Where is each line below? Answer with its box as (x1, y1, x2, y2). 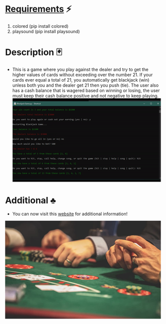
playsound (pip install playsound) (12, 28, 80, 34)
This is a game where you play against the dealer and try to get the (12, 66, 149, 72)
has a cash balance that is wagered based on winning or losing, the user (12, 87, 160, 93)
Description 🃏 (5, 47, 62, 58)
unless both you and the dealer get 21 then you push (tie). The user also (12, 82, 159, 88)
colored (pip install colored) (12, 23, 69, 29)
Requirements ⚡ (5, 3, 72, 15)
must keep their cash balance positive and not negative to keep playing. (12, 93, 159, 98)
